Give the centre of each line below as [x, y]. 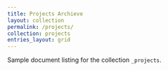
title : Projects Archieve [45, 14]
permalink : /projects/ [40, 27]
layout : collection [36, 20]
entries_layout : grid [39, 40]
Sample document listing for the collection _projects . [84, 60]
